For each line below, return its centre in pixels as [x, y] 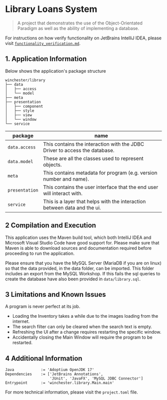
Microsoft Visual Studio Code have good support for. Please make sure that [82, 242]
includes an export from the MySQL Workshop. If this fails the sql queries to [83, 273]
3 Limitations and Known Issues [55, 295]
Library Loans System [51, 9]
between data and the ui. [72, 207]
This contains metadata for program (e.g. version [100, 173]
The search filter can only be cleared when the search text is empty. [82, 327]
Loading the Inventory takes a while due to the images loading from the [85, 316]
